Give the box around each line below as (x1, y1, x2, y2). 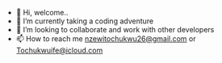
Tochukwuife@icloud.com (15, 45, 103, 55)
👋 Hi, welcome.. (15, 8, 69, 17)
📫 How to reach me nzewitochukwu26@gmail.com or (15, 34, 196, 44)
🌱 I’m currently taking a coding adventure (15, 16, 154, 26)
